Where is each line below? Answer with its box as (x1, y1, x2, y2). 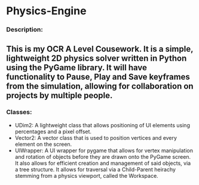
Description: (6, 26, 43, 34)
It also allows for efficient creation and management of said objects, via (14, 159, 191, 167)
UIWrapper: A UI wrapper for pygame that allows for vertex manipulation (14, 147, 193, 154)
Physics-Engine (6, 4, 87, 18)
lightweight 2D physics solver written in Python (6, 53, 187, 63)
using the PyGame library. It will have (6, 62, 148, 73)
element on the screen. (14, 140, 72, 148)
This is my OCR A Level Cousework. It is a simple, (6, 43, 194, 54)
